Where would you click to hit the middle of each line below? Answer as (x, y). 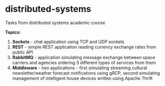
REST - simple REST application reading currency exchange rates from (84, 47)
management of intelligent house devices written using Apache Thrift (82, 78)
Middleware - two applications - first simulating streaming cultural (80, 68)
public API (23, 52)
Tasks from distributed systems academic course (55, 23)
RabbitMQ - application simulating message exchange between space (83, 57)
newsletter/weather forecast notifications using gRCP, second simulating (86, 73)
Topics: (13, 32)
